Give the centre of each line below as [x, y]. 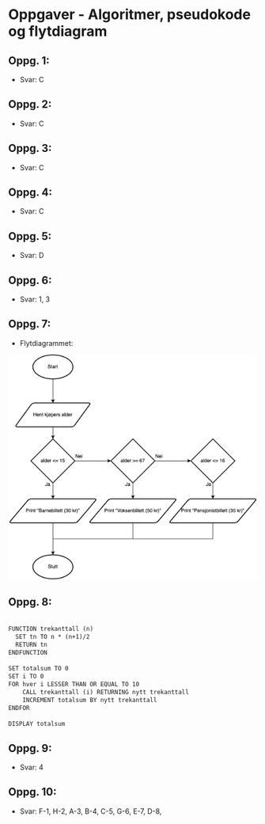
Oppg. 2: [30, 104]
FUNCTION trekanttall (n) [51, 629]
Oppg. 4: [30, 193]
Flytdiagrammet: [46, 343]
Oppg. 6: [30, 280]
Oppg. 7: [30, 324]
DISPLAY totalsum [37, 724]
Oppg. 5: [30, 236]
